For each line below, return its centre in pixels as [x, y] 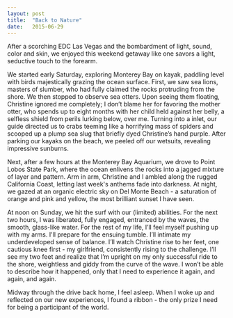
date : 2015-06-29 [35, 26]
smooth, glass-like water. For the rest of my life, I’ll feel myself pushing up [113, 228]
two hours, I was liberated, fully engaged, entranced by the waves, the [108, 220]
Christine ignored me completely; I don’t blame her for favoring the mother [114, 104]
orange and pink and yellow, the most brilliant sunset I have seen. [101, 199]
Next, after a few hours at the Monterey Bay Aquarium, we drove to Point [111, 162]
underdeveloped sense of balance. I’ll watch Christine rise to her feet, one [113, 242]
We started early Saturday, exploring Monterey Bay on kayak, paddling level [116, 74]
